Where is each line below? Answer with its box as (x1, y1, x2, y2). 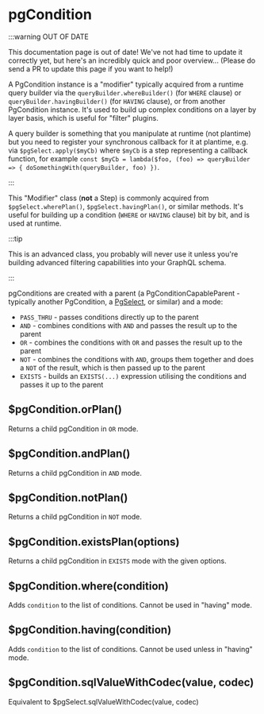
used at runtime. (8, 218, 62, 228)
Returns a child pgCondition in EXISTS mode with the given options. (8, 556, 228, 565)
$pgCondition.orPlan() (8, 403, 123, 416)
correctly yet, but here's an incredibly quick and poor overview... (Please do (8, 56, 256, 65)
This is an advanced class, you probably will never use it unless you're (8, 249, 239, 259)
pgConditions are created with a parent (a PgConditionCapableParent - (8, 288, 240, 298)
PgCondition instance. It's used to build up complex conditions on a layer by (8, 105, 257, 114)
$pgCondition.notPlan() (8, 491, 128, 504)
